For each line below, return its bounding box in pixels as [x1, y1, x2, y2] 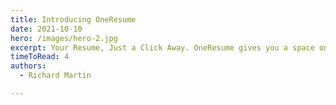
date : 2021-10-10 [10, 24, 83, 34]
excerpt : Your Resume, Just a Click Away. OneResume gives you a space [10, 42, 315, 53]
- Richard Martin [19, 71, 92, 81]
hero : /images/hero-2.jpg [10, 33, 118, 43]
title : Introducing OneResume [10, 14, 137, 25]
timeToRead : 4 [10, 52, 70, 62]
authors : [10, 61, 47, 71]
